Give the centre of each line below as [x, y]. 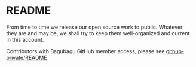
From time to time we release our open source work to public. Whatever [94, 27]
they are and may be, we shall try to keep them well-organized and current [98, 33]
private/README [27, 57]
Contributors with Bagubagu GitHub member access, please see [85, 51]
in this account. [25, 39]
